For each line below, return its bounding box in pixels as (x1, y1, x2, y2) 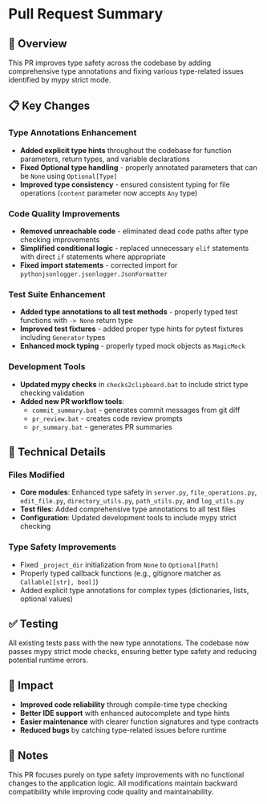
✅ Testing (8, 616, 59, 630)
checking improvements (19, 234, 100, 244)
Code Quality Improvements (8, 208, 120, 219)
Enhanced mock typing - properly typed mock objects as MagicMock (19, 341, 246, 351)
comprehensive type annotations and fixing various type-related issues (8, 67, 245, 76)
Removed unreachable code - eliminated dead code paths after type (19, 226, 249, 236)
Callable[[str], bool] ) (19, 576, 99, 586)
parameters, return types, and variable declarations (19, 154, 190, 164)
